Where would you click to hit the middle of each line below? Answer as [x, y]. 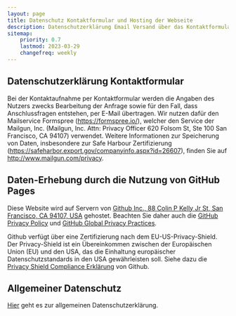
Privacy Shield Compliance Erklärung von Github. [78, 266]
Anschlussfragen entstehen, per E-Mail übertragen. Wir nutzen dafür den [113, 113]
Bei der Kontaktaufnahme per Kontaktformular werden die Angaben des [111, 98]
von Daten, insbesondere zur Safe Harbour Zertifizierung [90, 143]
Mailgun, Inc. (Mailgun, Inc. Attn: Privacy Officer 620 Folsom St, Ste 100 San [117, 128]
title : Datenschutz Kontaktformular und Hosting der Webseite [100, 20]
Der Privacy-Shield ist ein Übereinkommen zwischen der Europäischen [110, 244]
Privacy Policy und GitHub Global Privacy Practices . [82, 223]
